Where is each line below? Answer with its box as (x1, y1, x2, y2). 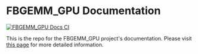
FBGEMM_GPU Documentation (6, 4, 161, 18)
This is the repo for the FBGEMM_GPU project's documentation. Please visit (6, 35, 192, 42)
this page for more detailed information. (6, 41, 104, 48)
